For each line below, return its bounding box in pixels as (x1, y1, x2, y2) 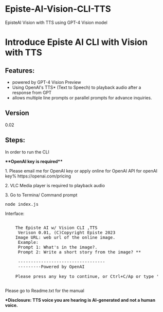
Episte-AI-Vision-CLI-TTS (5, 3, 111, 15)
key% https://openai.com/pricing (5, 173, 72, 179)
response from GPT (12, 89, 52, 96)
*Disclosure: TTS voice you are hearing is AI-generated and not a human (5, 297, 156, 303)
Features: (5, 66, 35, 75)
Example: (18, 239, 39, 245)
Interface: (5, 211, 25, 216)
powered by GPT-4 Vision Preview (12, 79, 81, 85)
